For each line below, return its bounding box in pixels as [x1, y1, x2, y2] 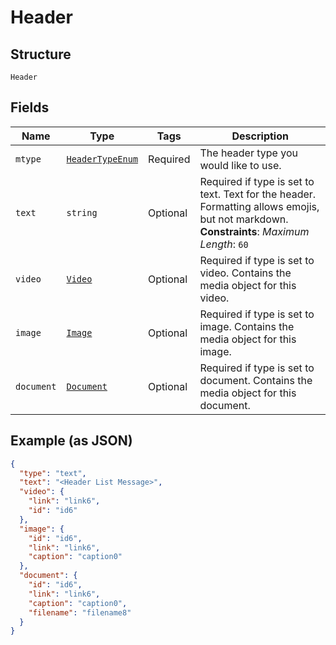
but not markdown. [199, 212, 289, 226]
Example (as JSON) [10, 432, 133, 450]
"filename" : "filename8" [28, 607, 132, 618]
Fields [10, 99, 50, 116]
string [66, 207, 98, 218]
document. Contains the [199, 373, 313, 387]
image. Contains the [199, 319, 295, 333]
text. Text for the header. [199, 187, 317, 201]
